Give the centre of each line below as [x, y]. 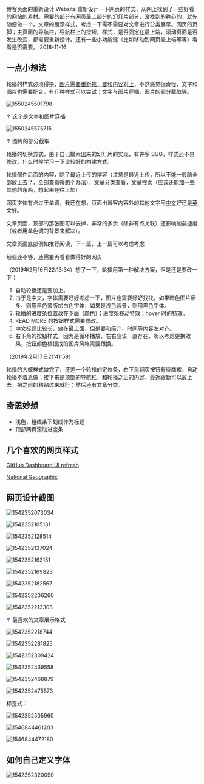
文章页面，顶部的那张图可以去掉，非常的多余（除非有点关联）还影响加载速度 [102, 223]
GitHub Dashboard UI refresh [43, 465]
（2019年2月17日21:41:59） [40, 356]
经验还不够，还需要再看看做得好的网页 [54, 256]
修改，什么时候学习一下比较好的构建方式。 [59, 161]
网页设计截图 [30, 497]
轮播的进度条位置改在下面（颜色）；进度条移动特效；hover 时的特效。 [101, 313]
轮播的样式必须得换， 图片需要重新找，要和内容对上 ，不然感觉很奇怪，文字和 [102, 83]
